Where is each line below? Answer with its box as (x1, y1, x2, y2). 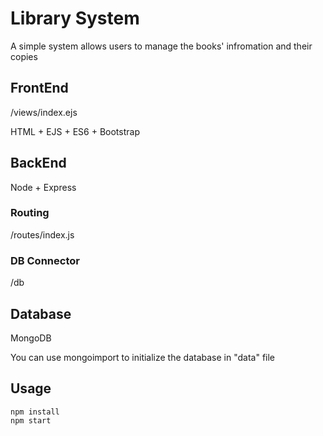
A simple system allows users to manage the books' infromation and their (10, 40, 313, 52)
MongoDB (10, 332, 52, 344)
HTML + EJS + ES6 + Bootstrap (10, 125, 140, 137)
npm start (10, 415, 52, 426)
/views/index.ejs (10, 106, 78, 118)
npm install (10, 407, 60, 417)
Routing (10, 206, 50, 220)
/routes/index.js (10, 228, 75, 241)
